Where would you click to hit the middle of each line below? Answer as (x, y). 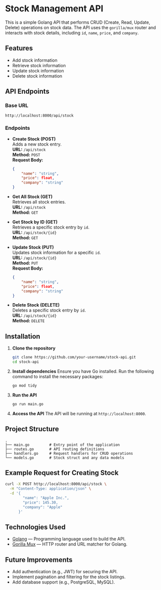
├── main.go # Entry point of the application (63, 445)
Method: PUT (25, 263)
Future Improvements (39, 560)
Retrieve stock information (39, 65)
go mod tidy (24, 386)
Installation (23, 336)
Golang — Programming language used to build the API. (69, 539)
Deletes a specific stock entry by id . (49, 310)
